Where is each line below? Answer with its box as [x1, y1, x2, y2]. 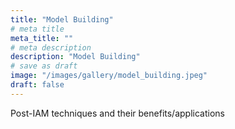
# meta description [10, 42, 92, 53]
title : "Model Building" [10, 14, 114, 25]
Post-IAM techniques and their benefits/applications [10, 107, 225, 119]
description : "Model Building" [10, 52, 141, 62]
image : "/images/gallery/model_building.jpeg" [10, 71, 208, 81]
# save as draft [10, 61, 78, 71]
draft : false [10, 80, 65, 90]
